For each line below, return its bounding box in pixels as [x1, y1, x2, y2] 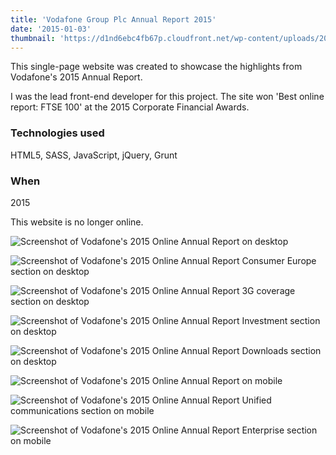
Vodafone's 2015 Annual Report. [10, 71, 143, 83]
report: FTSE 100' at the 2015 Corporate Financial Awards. [10, 101, 250, 113]
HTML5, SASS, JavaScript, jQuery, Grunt [10, 149, 178, 161]
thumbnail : [10, 33, 56, 43]
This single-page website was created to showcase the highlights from [10, 61, 303, 73]
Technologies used [10, 126, 105, 140]
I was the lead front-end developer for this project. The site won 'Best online [10, 91, 325, 103]
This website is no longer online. [10, 216, 144, 228]
